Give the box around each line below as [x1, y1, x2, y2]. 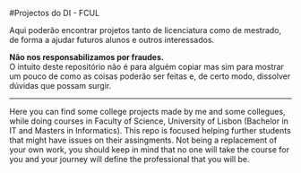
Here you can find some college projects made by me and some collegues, [9, 107, 286, 117]
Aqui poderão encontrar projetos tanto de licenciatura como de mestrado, [9, 25, 282, 35]
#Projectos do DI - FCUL [9, 8, 100, 18]
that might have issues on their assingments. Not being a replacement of [9, 134, 278, 145]
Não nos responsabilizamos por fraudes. [9, 52, 164, 62]
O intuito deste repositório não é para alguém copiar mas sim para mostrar [9, 62, 285, 72]
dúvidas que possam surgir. [9, 81, 112, 91]
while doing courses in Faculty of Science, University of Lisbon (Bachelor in [9, 116, 289, 126]
